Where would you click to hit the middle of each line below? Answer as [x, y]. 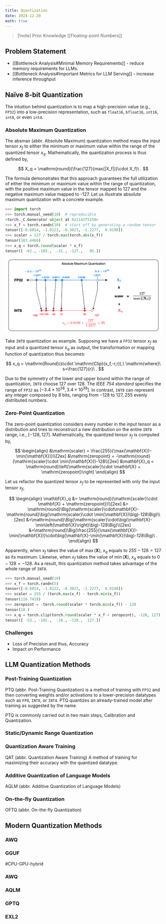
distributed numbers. [27, 400]
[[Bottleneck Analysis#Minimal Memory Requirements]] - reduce [78, 63]
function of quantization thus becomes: [45, 354]
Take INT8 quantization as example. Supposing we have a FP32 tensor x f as [81, 342]
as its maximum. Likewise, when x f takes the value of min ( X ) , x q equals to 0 [83, 557]
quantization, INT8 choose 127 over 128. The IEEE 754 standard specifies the [83, 384]
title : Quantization [27, 10]
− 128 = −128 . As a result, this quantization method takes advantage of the [81, 563]
